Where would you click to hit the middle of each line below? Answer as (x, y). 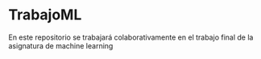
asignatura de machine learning (61, 45)
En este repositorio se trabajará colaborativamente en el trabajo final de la (131, 37)
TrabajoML (45, 15)
